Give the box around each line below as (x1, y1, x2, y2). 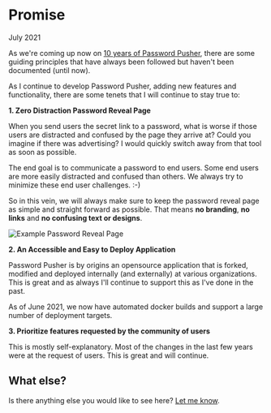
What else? (8, 374, 67, 388)
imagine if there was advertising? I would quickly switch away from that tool (8, 138, 262, 148)
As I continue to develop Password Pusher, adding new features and (8, 81, 237, 91)
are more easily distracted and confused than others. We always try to (8, 171, 243, 181)
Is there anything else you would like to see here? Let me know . (8, 395, 221, 405)
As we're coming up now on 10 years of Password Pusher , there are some (8, 48, 256, 58)
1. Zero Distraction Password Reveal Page (8, 105, 152, 115)
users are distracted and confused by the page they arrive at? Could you (8, 130, 252, 140)
